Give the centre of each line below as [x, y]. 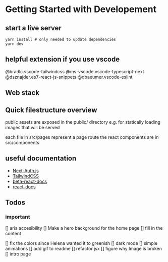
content [13, 233]
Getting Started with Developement [81, 9]
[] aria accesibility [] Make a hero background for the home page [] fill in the [84, 228]
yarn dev [14, 44]
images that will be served [33, 128]
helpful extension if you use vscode [63, 59]
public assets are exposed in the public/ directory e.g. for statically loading [83, 122]
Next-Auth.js [25, 171]
